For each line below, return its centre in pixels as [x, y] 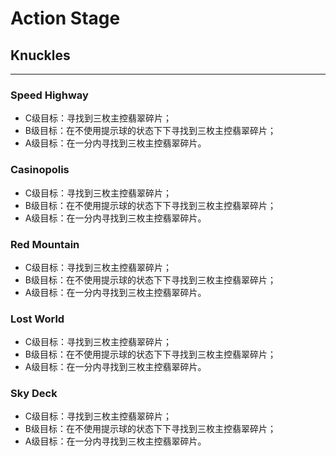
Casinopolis [40, 170]
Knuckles [40, 55]
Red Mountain [45, 244]
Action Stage [65, 18]
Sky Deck [34, 394]
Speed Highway [49, 95]
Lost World [37, 319]
